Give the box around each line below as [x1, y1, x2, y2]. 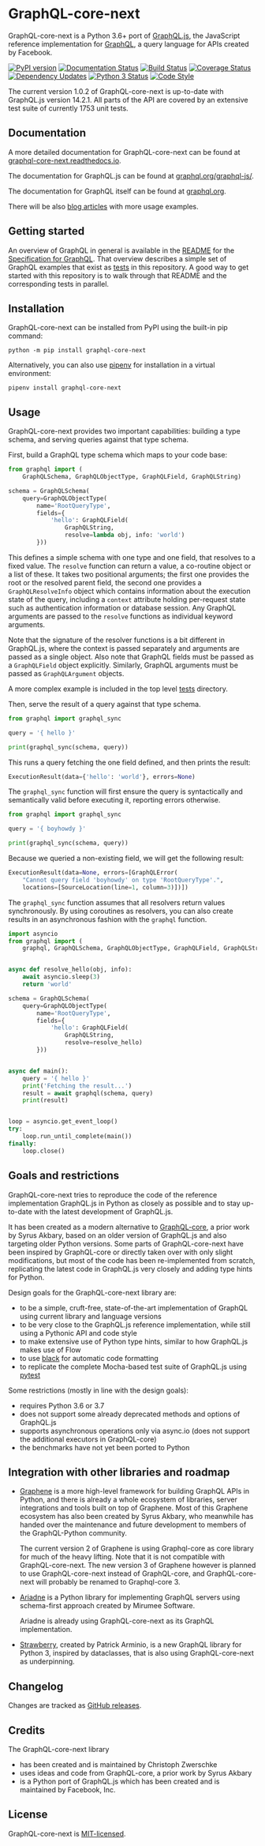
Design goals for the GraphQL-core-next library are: [8, 1288, 177, 1297]
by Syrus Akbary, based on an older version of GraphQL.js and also [8, 1230, 227, 1240]
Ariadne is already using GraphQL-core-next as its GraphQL [19, 1616, 215, 1626]
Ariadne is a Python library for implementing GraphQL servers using [19, 1592, 241, 1602]
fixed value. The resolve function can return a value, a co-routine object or [8, 561, 252, 570]
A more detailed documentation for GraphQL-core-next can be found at [8, 147, 241, 156]
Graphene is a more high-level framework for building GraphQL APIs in [19, 1487, 250, 1496]
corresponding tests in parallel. [8, 279, 109, 288]
